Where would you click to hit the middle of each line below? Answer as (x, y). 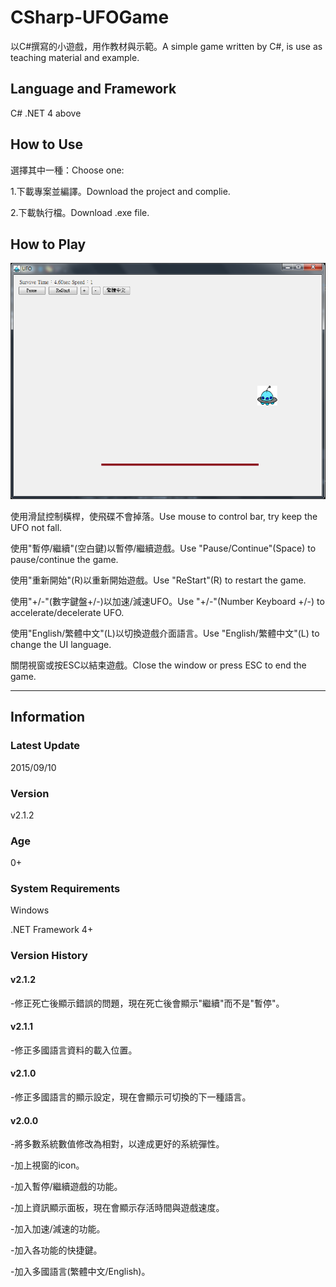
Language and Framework (93, 89)
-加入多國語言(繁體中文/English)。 (80, 1272)
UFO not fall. (36, 527)
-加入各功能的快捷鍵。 (56, 1250)
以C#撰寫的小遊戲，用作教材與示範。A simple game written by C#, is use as (166, 46)
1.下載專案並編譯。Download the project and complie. (120, 191)
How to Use (47, 144)
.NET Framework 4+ (52, 930)
